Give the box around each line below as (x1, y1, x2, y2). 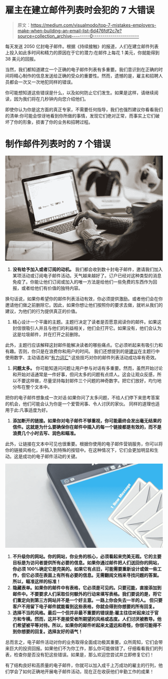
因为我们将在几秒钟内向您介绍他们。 (13, 96, 88, 102)
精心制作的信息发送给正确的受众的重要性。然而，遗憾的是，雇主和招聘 (13, 73, 158, 79)
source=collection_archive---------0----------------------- (17, 33, 139, 39)
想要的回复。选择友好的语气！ (21, 628, 83, 634)
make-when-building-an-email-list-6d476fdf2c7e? (17, 28, 122, 34)
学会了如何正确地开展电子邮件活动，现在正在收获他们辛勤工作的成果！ (9, 668, 154, 674)
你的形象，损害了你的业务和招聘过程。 (13, 119, 93, 125)
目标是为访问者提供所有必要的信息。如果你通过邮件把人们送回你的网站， (12, 559, 161, 565)
